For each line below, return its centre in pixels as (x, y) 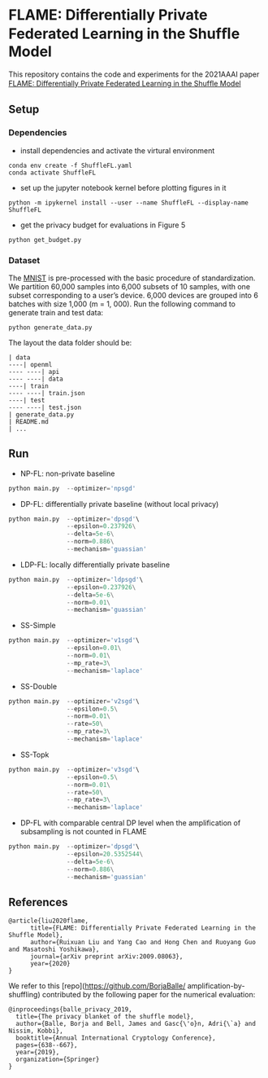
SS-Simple (38, 626)
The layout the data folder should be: (70, 342)
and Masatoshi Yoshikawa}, (54, 950)
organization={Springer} (58, 1060)
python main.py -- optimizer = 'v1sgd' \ (74, 640)
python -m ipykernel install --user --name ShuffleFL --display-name (129, 202)
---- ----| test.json (45, 407)
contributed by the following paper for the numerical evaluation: (149, 995)
